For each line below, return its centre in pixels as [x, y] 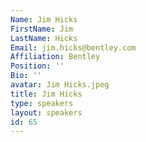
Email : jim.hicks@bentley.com [73, 47]
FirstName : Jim [42, 29]
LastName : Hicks [44, 38]
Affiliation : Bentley [55, 57]
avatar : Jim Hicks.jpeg [60, 85]
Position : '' [37, 66]
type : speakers [42, 103]
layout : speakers [46, 112]
